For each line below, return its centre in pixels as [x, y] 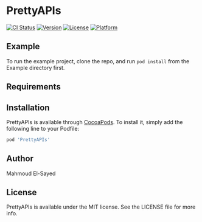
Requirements [33, 87]
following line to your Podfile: [43, 128]
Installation [28, 107]
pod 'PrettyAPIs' [28, 140]
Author [20, 159]
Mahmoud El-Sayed [31, 173]
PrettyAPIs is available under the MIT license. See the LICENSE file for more [101, 207]
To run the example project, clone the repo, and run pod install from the [98, 61]
